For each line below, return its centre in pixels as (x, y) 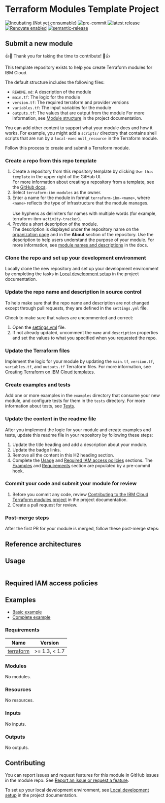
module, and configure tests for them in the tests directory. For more (75, 401)
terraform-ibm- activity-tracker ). (47, 219)
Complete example (31, 617)
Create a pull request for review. (45, 505)
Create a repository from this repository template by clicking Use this (83, 171)
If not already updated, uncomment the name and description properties (85, 332)
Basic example (27, 612)
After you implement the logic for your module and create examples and (78, 430)
